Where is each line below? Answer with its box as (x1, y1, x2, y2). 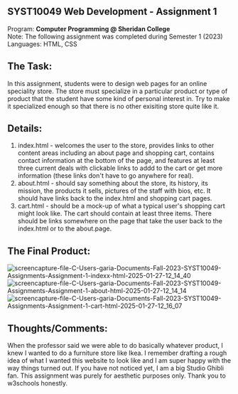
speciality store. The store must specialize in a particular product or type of (7, 87, 228, 95)
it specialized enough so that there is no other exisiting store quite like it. (7, 102, 220, 110)
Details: (7, 122, 43, 134)
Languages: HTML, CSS (7, 39, 78, 48)
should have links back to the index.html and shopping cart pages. (17, 194, 212, 203)
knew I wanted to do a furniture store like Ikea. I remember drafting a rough (7, 348, 227, 358)
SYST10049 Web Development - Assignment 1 (7, 6, 217, 18)
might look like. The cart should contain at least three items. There (17, 209, 212, 218)
